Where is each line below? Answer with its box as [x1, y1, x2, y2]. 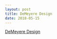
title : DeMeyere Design [5, 11, 53, 16]
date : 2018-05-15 [5, 16, 40, 20]
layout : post [5, 7, 31, 12]
